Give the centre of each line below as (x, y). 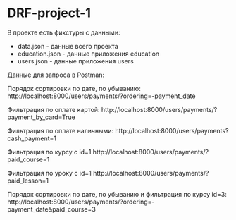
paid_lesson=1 (28, 181)
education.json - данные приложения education (88, 54)
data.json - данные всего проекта (68, 46)
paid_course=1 (29, 159)
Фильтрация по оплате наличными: (61, 130)
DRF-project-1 (49, 13)
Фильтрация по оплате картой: (54, 109)
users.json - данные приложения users (75, 61)
